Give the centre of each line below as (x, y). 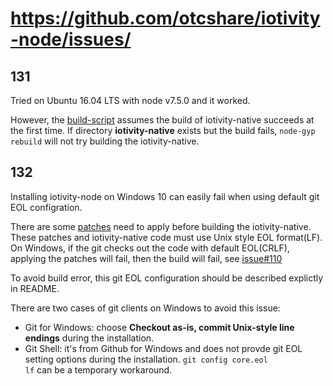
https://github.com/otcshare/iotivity (165, 18)
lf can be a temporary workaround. (98, 369)
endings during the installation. (89, 338)
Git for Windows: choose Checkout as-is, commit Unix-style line (159, 327)
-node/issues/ (71, 39)
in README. (35, 288)
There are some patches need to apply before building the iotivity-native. (161, 226)
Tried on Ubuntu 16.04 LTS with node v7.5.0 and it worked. (130, 100)
